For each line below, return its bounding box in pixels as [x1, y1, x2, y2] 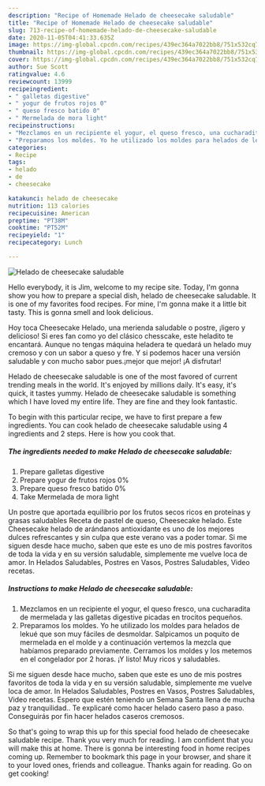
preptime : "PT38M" [8, 216, 69, 225]
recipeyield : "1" [8, 231, 65, 239]
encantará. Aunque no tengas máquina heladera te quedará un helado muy [8, 339, 252, 349]
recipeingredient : [8, 84, 69, 93]
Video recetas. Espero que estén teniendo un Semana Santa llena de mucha [8, 694, 255, 704]
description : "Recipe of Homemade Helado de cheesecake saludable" [8, 11, 235, 20]
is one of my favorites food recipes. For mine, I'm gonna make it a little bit [8, 299, 247, 309]
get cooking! [8, 769, 50, 778]
